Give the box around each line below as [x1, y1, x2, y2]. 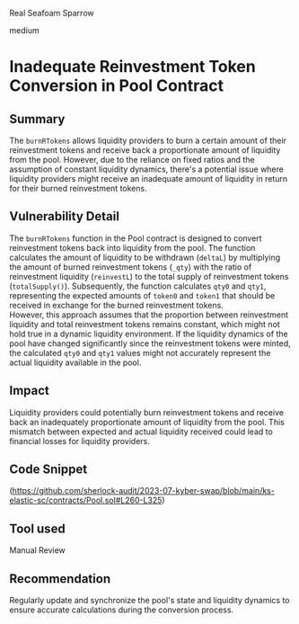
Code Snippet [9, 462, 88, 477]
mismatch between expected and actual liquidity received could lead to [9, 426, 274, 437]
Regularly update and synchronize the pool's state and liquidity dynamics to [9, 595, 290, 606]
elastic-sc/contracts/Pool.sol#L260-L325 [9, 495, 163, 506]
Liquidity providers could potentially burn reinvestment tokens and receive [9, 406, 285, 417]
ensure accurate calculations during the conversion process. [9, 604, 234, 615]
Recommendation [9, 571, 110, 586]
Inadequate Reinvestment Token [9, 57, 256, 77]
